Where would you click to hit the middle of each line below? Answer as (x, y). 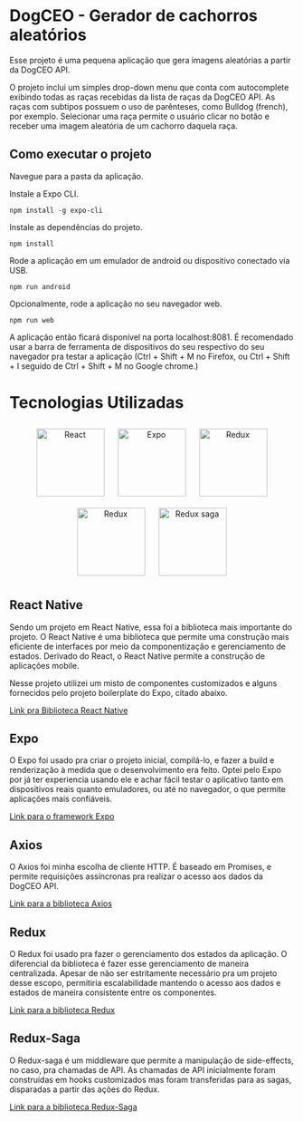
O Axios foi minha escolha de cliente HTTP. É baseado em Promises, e (141, 867)
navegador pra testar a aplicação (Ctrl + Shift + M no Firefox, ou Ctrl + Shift (150, 356)
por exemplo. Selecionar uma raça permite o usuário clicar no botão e (139, 116)
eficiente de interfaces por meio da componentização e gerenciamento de (148, 646)
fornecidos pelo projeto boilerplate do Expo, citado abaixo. (118, 692)
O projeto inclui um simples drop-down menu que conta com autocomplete (149, 87)
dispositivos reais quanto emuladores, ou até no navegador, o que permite (148, 789)
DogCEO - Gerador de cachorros (133, 16)
